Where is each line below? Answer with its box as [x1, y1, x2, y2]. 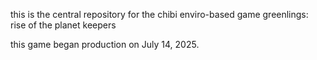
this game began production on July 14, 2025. [10, 39, 200, 50]
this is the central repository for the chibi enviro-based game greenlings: [10, 9, 309, 20]
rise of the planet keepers [10, 19, 117, 31]
